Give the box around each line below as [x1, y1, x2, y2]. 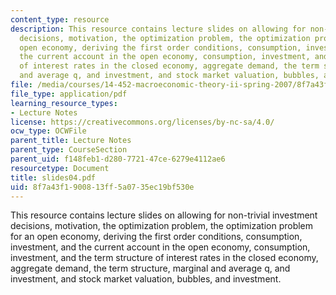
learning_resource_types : [10, 98, 118, 108]
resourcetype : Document [10, 163, 110, 173]
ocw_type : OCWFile [10, 126, 87, 136]
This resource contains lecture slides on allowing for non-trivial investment [10, 209, 318, 221]
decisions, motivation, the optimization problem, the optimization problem [10, 220, 314, 232]
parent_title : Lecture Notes [10, 136, 132, 146]
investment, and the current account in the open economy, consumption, [10, 241, 311, 253]
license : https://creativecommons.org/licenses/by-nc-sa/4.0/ [10, 117, 275, 127]
